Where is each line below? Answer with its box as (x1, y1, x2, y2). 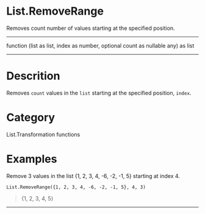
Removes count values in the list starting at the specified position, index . (6, 89, 192, 96)
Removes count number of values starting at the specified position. (6, 24, 175, 32)
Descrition (6, 69, 60, 83)
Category (6, 111, 56, 124)
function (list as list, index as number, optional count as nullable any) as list (6, 41, 195, 49)
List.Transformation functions (6, 130, 81, 138)
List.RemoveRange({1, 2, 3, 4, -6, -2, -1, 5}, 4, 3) (6, 184, 146, 190)
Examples (6, 152, 57, 166)
